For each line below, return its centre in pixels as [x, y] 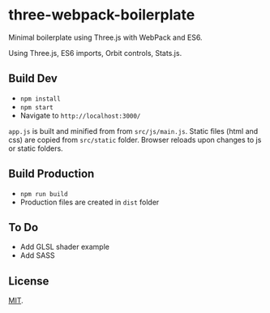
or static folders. [36, 148]
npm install [40, 99]
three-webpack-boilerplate [102, 15]
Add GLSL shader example [64, 247]
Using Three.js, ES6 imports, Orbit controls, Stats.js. [95, 53]
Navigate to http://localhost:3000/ [80, 115]
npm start [37, 107]
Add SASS [37, 255]
